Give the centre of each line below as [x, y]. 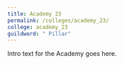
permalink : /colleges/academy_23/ [58, 20]
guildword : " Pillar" [39, 34]
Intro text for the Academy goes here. [62, 54]
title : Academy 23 [34, 14]
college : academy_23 [38, 27]
